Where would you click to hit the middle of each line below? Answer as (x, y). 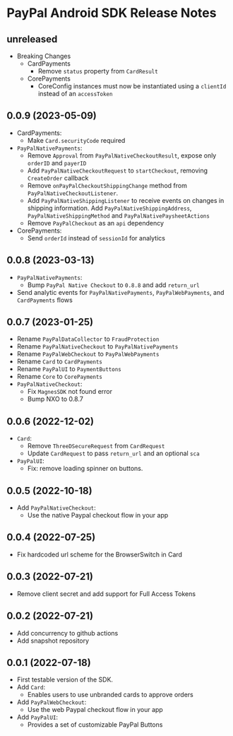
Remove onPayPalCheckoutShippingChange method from (107, 185)
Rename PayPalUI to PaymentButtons (69, 369)
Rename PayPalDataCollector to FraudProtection (88, 339)
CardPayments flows (45, 300)
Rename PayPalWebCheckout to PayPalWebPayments (88, 354)
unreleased (32, 39)
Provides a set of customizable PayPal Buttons (95, 725)
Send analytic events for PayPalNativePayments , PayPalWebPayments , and (120, 292)
